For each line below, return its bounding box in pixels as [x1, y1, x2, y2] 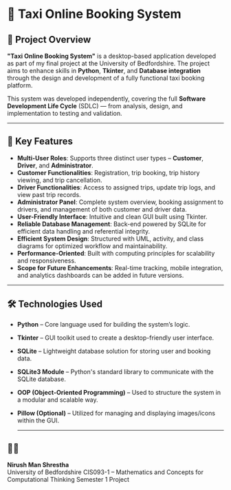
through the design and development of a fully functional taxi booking [7, 74, 205, 82]
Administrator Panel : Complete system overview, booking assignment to [16, 198, 223, 206]
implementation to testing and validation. [7, 110, 122, 117]
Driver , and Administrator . [16, 161, 94, 170]
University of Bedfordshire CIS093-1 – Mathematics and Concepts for [7, 468, 204, 476]
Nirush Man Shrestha [7, 461, 69, 469]
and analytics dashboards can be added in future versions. [16, 271, 184, 279]
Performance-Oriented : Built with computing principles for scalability [16, 249, 215, 257]
